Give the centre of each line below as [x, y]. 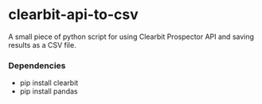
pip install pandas [49, 91]
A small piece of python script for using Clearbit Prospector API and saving [131, 37]
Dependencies [37, 65]
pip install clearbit [49, 83]
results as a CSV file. [43, 44]
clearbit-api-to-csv [74, 15]
